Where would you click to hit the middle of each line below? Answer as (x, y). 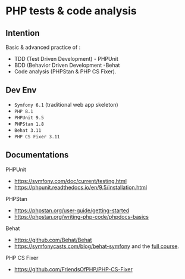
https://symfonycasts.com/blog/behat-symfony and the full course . (97, 246)
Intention (23, 33)
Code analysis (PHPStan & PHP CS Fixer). (65, 72)
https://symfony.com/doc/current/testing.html (70, 181)
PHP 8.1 (23, 111)
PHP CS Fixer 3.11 (37, 137)
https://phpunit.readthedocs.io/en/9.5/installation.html (80, 187)
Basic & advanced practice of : (43, 47)
